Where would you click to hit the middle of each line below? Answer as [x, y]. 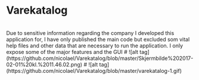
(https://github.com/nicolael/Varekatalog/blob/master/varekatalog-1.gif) [94, 71]
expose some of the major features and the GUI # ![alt [72, 52]
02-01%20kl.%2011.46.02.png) [44, 64]
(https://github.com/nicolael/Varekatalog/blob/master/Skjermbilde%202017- [100, 58]
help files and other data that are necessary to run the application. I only [95, 46]
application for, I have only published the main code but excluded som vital [98, 39]
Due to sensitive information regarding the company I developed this [90, 33]
